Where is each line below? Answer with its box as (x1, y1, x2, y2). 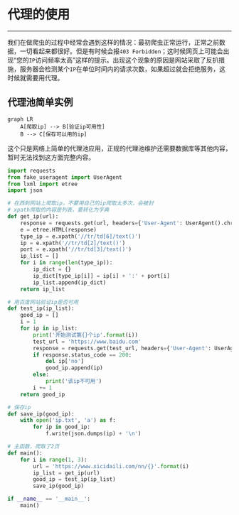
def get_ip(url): (7, 213, 59, 220)
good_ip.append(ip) (45, 364, 103, 372)
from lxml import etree (7, 180, 78, 188)
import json (7, 187, 43, 194)
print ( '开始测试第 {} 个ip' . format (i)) (33, 331, 139, 338)
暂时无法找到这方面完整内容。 (7, 153, 95, 161)
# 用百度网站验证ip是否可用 (7, 298, 79, 305)
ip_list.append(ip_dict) (33, 278, 107, 286)
